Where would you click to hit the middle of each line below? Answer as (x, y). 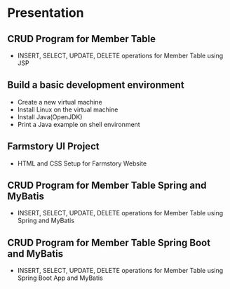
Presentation (46, 13)
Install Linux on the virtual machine (68, 109)
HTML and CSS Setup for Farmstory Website (82, 163)
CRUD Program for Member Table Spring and (107, 186)
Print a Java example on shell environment (79, 124)
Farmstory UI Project (53, 146)
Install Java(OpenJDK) (50, 116)
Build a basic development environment (96, 85)
